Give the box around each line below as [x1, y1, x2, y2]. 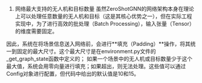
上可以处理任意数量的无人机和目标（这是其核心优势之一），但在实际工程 [14, 13, 192, 20]
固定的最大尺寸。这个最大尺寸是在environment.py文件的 [16, 48, 156, 55]
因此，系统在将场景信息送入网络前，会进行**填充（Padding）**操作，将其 [6, 41, 191, 47]
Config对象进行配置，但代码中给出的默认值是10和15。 [6, 70, 140, 77]
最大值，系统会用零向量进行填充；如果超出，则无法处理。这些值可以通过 [6, 63, 186, 70]
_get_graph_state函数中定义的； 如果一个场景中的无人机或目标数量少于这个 [6, 56, 193, 62]
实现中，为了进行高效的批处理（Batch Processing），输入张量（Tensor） [14, 20, 195, 27]
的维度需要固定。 [14, 27, 58, 35]
